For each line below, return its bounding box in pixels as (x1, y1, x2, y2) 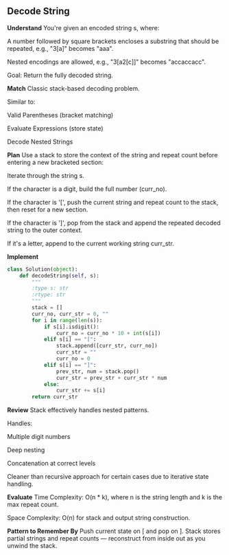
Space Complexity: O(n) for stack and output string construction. (7, 514, 191, 522)
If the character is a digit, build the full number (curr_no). (7, 185, 167, 193)
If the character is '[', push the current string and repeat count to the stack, (7, 198, 219, 206)
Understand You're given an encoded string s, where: (7, 23, 160, 32)
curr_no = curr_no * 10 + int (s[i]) (56, 330, 161, 337)
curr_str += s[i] (56, 387, 106, 394)
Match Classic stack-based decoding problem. (7, 84, 140, 92)
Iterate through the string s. (7, 171, 84, 179)
